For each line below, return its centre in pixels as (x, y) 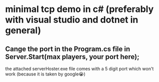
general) (23, 30)
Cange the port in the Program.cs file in (68, 49)
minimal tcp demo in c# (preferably (79, 9)
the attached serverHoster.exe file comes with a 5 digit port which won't (79, 69)
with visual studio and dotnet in (72, 20)
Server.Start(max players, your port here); (72, 57)
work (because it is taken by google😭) (45, 74)
